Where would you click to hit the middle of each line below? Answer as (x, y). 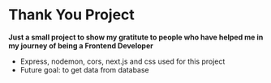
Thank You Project (72, 15)
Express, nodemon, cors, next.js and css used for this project (123, 61)
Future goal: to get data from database (85, 69)
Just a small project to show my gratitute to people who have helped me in (136, 37)
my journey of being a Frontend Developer (81, 45)
